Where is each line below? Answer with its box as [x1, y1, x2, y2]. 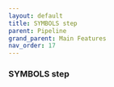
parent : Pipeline [8, 27, 67, 35]
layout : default [8, 11, 63, 20]
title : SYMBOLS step [8, 19, 78, 27]
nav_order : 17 [8, 42, 57, 50]
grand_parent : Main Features [8, 34, 107, 43]
